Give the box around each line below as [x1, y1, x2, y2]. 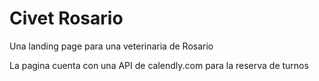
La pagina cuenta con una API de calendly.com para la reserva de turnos [9, 59, 309, 71]
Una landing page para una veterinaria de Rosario [9, 40, 214, 52]
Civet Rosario [9, 7, 124, 30]
